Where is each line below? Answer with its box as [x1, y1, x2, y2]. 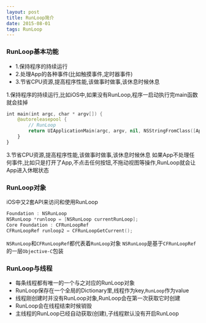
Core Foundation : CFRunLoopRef [6, 222, 89, 228]
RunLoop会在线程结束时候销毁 [15, 302, 92, 310]
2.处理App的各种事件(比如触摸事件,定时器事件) [15, 70, 133, 77]
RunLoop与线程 [6, 264, 53, 273]
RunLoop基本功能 [6, 47, 59, 56]
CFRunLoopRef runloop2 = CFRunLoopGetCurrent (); [6, 227, 133, 234]
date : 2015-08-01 [6, 20, 51, 26]
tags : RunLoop [6, 26, 43, 32]
